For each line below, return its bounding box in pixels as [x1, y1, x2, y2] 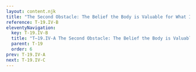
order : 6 [11, 46, 33, 52]
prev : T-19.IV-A [6, 52, 45, 57]
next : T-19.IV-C [6, 57, 45, 63]
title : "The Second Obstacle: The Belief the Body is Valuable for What [6, 14, 187, 20]
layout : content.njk [6, 8, 57, 15]
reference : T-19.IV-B [6, 19, 59, 25]
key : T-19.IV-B [11, 30, 48, 36]
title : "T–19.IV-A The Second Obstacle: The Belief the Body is [11, 35, 171, 41]
